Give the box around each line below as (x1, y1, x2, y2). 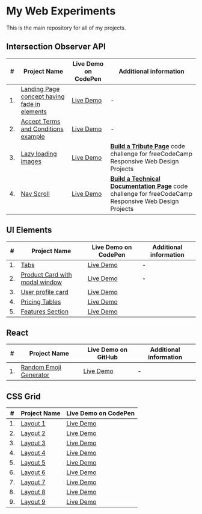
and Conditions (20, 125, 64, 133)
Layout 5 (20, 459, 46, 467)
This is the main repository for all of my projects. (6, 24, 126, 31)
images (20, 157, 42, 165)
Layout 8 (20, 488, 46, 497)
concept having (20, 92, 65, 101)
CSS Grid (6, 391, 41, 401)
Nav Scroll (20, 189, 50, 198)
